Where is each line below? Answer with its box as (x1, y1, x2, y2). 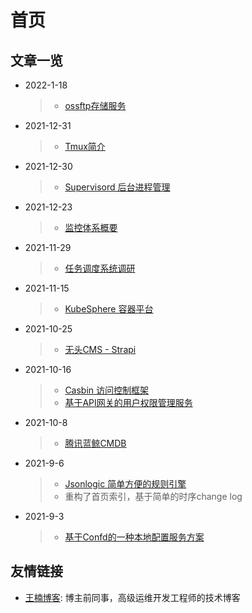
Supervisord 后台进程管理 (64, 181, 171, 193)
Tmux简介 (64, 141, 106, 152)
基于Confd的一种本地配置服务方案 (64, 531, 205, 543)
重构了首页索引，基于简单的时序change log (64, 491, 243, 502)
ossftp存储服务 (64, 100, 127, 111)
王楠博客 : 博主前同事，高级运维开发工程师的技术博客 (24, 591, 241, 603)
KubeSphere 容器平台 (64, 303, 154, 315)
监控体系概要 (64, 222, 118, 233)
